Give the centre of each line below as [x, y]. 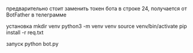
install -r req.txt [25, 32]
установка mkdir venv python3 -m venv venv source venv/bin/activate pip [97, 26]
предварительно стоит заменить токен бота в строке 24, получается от [97, 9]
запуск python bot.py [32, 44]
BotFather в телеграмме [36, 15]
